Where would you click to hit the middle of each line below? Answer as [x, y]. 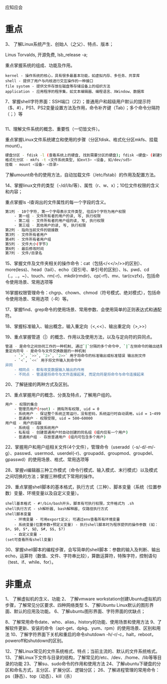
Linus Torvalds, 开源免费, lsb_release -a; [46, 54]
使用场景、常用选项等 [31, 282]
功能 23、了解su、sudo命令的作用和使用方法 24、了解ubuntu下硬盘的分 [87, 664]
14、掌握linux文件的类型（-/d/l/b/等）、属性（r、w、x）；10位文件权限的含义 [82, 185]
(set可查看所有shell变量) [29, 540]
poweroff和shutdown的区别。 [36, 641]
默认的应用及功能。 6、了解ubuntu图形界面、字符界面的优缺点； [80, 611]
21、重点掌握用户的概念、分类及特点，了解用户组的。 [60, 395]
